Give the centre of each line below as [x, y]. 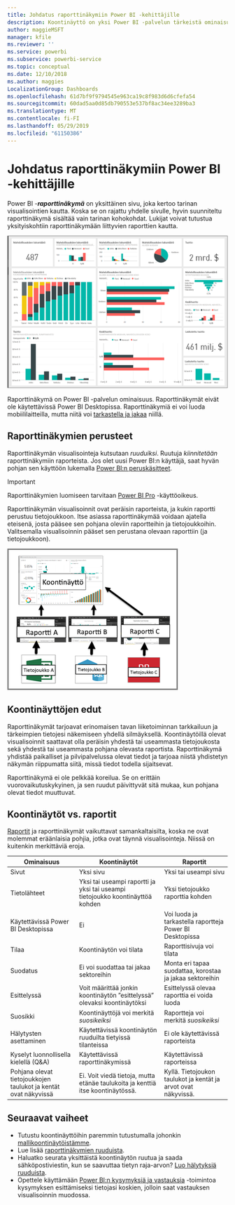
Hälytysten [26, 1034]
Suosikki [22, 1016]
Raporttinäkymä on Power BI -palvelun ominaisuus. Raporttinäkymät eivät [113, 399]
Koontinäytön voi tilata [111, 950]
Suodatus [24, 971]
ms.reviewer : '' [31, 45]
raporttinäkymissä [105, 1062]
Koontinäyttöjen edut [54, 710]
